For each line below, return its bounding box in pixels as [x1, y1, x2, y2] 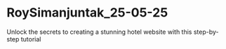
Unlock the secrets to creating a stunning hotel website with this [6, 28, 192, 36]
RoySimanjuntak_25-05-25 [6, 5, 168, 21]
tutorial [20, 35, 41, 43]
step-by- [193, 28, 219, 36]
